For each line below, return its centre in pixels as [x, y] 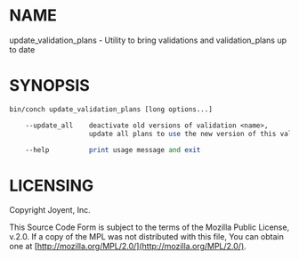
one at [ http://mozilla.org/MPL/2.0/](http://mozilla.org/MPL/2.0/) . [128, 247]
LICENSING [52, 186]
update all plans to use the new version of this [182, 134]
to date [22, 49]
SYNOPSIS [50, 86]
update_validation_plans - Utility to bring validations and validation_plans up [148, 40]
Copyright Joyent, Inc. [50, 210]
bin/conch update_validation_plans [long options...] [111, 109]
